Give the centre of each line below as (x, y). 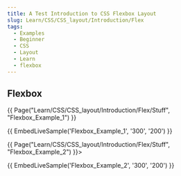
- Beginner (29, 40)
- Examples (29, 33)
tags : (15, 26)
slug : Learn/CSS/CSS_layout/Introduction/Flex (76, 20)
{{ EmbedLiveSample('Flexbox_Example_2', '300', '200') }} (91, 166)
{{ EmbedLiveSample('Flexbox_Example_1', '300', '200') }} (90, 131)
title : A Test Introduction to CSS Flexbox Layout (82, 14)
